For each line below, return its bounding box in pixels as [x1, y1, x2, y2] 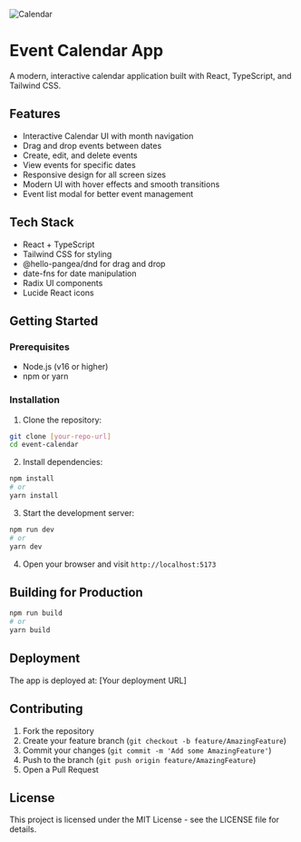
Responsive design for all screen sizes [22, 169, 166, 180]
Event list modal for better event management [22, 188, 194, 199]
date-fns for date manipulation [22, 268, 137, 279]
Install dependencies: [22, 457, 103, 468]
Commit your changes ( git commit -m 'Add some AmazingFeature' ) [22, 745, 272, 756]
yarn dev [9, 541, 43, 551]
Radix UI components [22, 277, 103, 288]
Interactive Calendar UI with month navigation [22, 130, 194, 141]
